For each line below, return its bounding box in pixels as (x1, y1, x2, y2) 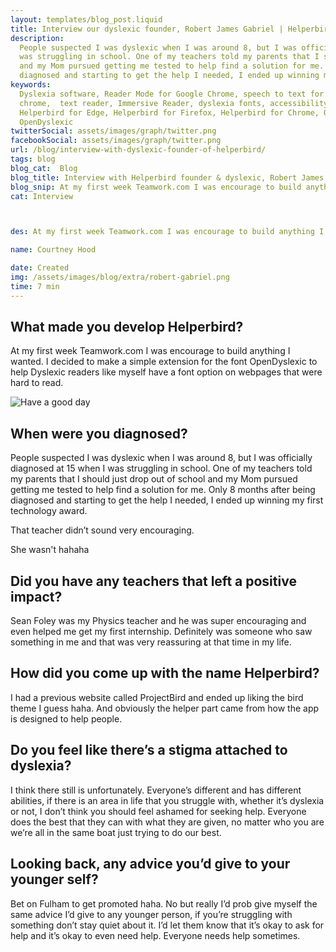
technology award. (10, 505, 88, 517)
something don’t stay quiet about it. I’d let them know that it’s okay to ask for (10, 919, 325, 931)
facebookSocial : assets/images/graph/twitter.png (10, 136, 222, 146)
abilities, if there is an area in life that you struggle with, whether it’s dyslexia (10, 794, 325, 806)
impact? (10, 588, 63, 605)
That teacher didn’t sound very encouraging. (10, 524, 195, 536)
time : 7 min (10, 281, 60, 291)
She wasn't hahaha (10, 544, 90, 556)
